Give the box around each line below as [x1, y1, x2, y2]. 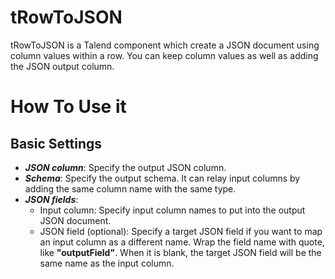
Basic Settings [10, 135, 103, 152]
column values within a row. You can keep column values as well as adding [10, 49, 319, 61]
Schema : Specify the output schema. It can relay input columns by [24, 172, 301, 184]
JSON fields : [24, 193, 79, 205]
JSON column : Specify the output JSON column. [24, 161, 227, 173]
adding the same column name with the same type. [24, 182, 237, 195]
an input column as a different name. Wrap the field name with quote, [39, 236, 325, 248]
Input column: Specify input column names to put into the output [39, 204, 306, 216]
